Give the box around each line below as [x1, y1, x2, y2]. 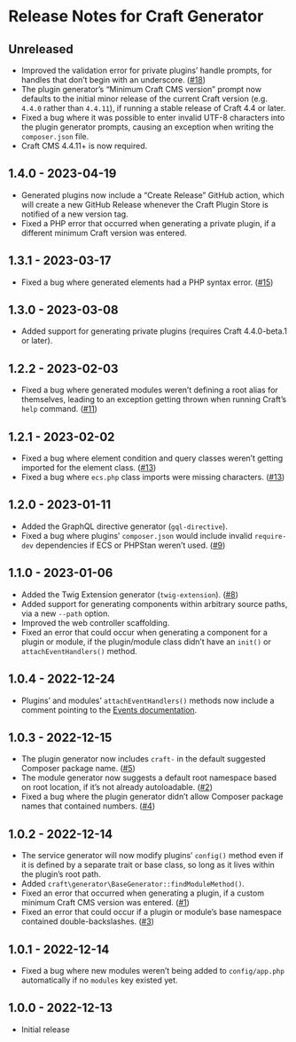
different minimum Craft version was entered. [20, 227, 187, 238]
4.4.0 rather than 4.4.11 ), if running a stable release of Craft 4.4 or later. [20, 103, 286, 113]
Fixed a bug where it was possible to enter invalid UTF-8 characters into [20, 113, 285, 122]
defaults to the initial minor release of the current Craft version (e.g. [20, 93, 268, 104]
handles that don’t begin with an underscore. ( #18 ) [20, 75, 206, 85]
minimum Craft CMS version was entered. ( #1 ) [20, 897, 190, 908]
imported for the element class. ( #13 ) [20, 462, 157, 473]
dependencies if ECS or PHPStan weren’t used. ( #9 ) [35, 540, 226, 550]
